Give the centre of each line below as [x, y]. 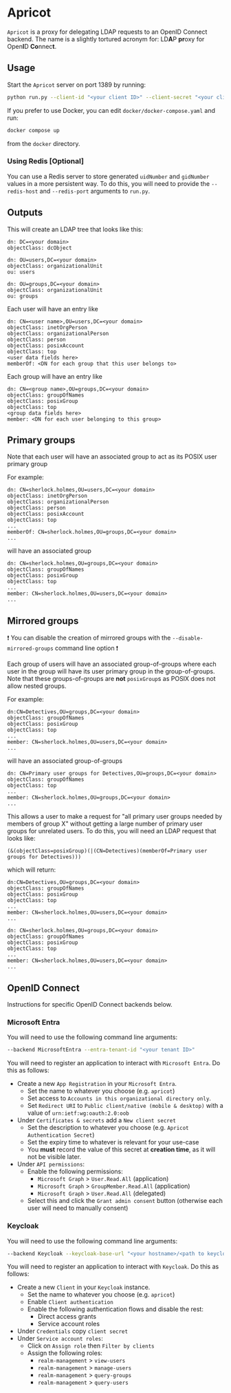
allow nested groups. [37, 686]
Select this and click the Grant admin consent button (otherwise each [125, 1201]
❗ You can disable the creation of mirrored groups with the [89, 638]
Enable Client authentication [70, 1302]
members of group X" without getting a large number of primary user [105, 824]
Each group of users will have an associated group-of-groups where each [112, 664]
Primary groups [41, 440]
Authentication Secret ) [61, 1135]
